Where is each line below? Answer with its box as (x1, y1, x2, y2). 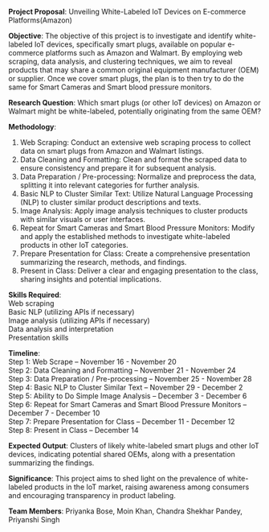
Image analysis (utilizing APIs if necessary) (8, 315, 150, 325)
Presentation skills (8, 333, 69, 342)
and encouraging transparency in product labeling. (8, 491, 177, 500)
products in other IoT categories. (19, 241, 128, 250)
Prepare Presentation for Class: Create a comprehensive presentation (19, 249, 251, 258)
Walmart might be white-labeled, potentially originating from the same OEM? (8, 106, 262, 116)
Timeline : (8, 348, 40, 357)
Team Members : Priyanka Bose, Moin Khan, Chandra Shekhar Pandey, (8, 506, 243, 516)
